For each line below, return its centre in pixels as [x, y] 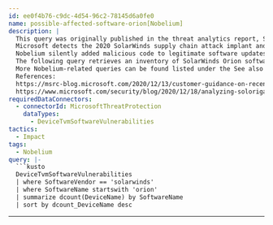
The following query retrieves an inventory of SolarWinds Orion [129, 62]
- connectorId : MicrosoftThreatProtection [89, 106]
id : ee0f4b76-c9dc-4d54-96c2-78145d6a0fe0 [81, 16]
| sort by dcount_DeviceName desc [74, 205]
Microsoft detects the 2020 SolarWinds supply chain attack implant [134, 46]
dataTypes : [41, 115]
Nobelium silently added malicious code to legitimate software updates [141, 54]
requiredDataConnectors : [50, 99]
